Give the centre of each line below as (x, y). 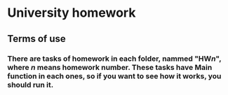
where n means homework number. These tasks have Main (110, 67)
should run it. (31, 85)
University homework (72, 13)
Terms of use (37, 39)
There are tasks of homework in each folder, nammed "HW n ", (114, 59)
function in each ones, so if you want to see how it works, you (114, 76)
